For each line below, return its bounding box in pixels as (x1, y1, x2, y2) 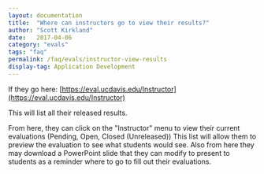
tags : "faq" (8, 48, 47, 56)
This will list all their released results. (8, 108, 128, 117)
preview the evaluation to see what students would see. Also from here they (8, 139, 255, 150)
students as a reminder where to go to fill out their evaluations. (8, 157, 211, 166)
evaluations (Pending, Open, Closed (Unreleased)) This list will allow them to (8, 131, 257, 141)
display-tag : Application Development (8, 63, 136, 71)
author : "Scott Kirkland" (8, 26, 93, 34)
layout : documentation (8, 11, 83, 20)
